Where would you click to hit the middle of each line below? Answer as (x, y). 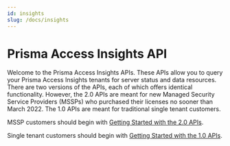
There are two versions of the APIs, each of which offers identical (100, 87)
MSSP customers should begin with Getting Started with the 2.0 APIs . (105, 122)
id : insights (26, 13)
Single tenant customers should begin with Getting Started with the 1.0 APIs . (115, 136)
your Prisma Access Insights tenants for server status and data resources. (112, 80)
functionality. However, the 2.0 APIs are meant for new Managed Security (111, 95)
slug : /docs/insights (38, 20)
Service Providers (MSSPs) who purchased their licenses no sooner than (110, 102)
